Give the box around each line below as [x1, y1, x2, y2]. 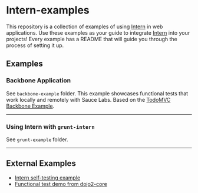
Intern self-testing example [14, 174, 81, 181]
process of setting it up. [6, 42, 64, 49]
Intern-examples [6, 4, 90, 17]
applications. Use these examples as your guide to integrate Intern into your [6, 29, 190, 36]
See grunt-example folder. [6, 136, 68, 143]
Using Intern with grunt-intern [6, 122, 95, 131]
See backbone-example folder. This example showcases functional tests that [6, 89, 189, 97]
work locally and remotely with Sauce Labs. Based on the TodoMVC [6, 96, 171, 103]
